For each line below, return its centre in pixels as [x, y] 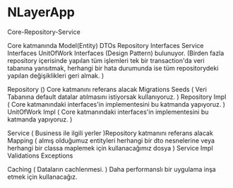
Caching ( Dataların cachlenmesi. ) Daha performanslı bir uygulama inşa [112, 169]
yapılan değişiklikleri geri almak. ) [56, 76]
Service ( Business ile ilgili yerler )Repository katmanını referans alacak [110, 133]
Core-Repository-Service [44, 32]
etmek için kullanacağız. [42, 177]
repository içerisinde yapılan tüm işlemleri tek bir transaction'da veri [106, 60]
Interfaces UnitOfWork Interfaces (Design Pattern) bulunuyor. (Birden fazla [116, 53]
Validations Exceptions [40, 155]
